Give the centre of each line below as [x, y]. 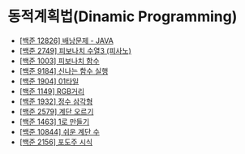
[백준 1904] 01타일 [49, 81]
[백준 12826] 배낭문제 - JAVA [67, 41]
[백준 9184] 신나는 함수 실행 [64, 71]
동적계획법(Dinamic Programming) [122, 17]
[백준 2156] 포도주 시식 [56, 142]
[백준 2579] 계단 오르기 [56, 111]
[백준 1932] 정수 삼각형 [56, 101]
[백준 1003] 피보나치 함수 [59, 61]
